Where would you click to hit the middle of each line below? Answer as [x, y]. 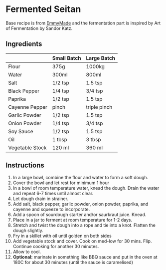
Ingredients [24, 44]
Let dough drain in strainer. [41, 199]
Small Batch [67, 58]
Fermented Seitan [43, 9]
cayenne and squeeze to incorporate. [51, 209]
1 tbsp [60, 139]
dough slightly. [28, 230]
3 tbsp [93, 139]
